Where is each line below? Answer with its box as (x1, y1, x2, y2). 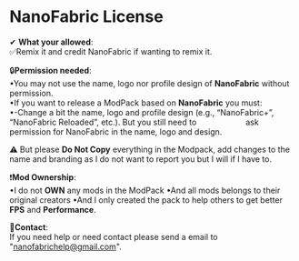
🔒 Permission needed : (9, 65, 93, 75)
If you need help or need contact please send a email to (9, 231, 218, 242)
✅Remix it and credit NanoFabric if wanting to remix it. (9, 45, 213, 56)
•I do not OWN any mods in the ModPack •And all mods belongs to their (9, 185, 281, 196)
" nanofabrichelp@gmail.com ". (9, 241, 123, 252)
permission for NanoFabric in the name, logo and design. (9, 125, 223, 137)
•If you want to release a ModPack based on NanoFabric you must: (9, 97, 263, 108)
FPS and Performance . (9, 204, 97, 215)
